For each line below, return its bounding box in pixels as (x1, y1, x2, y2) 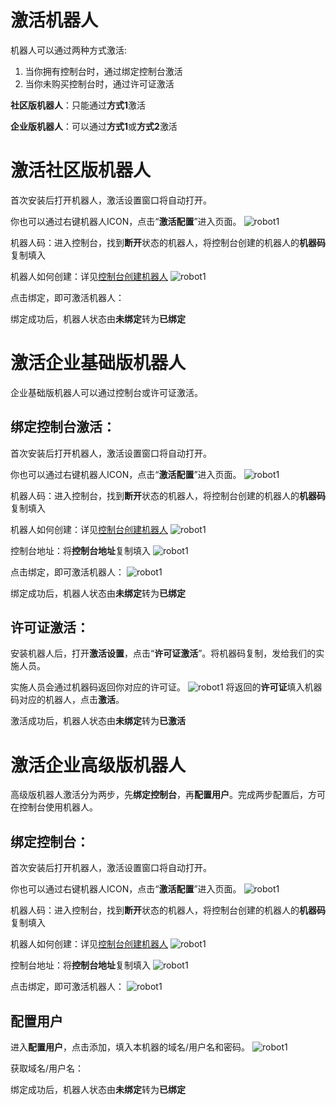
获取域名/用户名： (10, 1062, 85, 1074)
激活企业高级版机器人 (10, 754, 187, 776)
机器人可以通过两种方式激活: (10, 44, 128, 56)
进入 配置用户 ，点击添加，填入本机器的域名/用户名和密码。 (10, 1041, 251, 1053)
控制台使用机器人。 (18, 801, 98, 813)
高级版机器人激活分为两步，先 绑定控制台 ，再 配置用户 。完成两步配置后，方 (10, 789, 317, 801)
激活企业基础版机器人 (10, 352, 187, 375)
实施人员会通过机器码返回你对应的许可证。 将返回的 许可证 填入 (10, 681, 305, 693)
